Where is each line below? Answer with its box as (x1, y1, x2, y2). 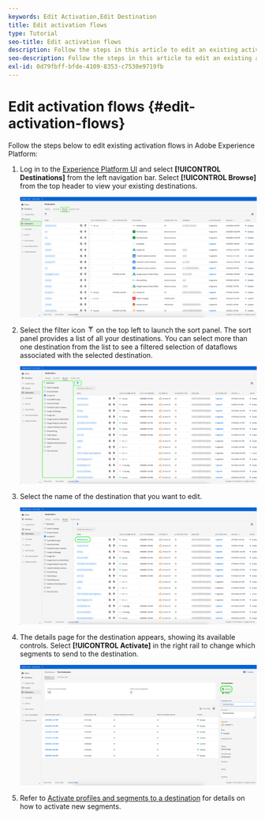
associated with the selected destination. (19, 351, 153, 360)
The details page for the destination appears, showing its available (19, 633, 236, 642)
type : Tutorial (8, 29, 58, 37)
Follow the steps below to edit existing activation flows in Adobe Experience (8, 141, 256, 150)
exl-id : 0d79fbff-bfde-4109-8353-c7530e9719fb (8, 63, 164, 71)
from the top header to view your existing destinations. (19, 181, 198, 190)
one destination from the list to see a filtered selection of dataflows (19, 342, 238, 351)
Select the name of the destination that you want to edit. (19, 491, 203, 501)
